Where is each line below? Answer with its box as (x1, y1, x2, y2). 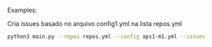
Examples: (7, 6, 37, 14)
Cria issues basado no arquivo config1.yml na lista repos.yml (7, 20, 183, 27)
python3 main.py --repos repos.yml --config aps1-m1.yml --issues (7, 33, 206, 40)
